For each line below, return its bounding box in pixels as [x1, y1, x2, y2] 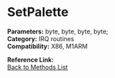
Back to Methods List [7, 63, 68, 71]
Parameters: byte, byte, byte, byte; [7, 27, 109, 36]
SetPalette [7, 4, 69, 20]
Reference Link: [7, 55, 54, 63]
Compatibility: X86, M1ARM [7, 42, 89, 50]
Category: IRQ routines [7, 34, 75, 42]
